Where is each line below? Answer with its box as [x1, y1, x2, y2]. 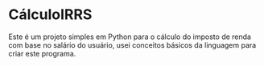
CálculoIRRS [8, 6, 93, 24]
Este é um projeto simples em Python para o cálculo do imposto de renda [8, 32, 252, 41]
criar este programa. [8, 49, 76, 58]
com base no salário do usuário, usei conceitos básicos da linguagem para [8, 40, 257, 49]
